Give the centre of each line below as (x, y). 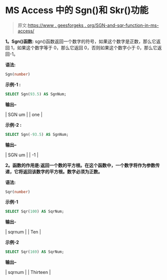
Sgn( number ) (18, 74)
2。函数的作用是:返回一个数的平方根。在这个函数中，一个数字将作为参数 (80, 165)
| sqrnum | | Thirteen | (28, 272)
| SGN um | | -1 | (22, 155)
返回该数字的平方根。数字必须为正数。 (62, 172)
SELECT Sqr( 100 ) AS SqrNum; (35, 212)
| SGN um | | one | (24, 115)
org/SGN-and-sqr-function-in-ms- (123, 25)
